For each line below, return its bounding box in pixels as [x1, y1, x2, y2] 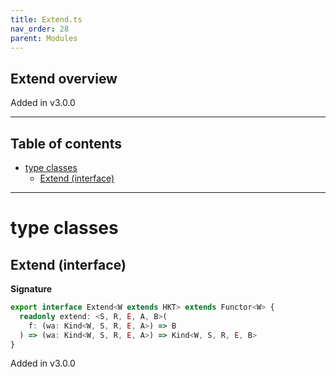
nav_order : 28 [10, 24, 70, 34]
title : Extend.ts [10, 14, 83, 25]
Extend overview [10, 70, 118, 87]
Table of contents [10, 135, 122, 152]
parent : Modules [10, 33, 78, 43]
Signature [10, 283, 53, 295]
